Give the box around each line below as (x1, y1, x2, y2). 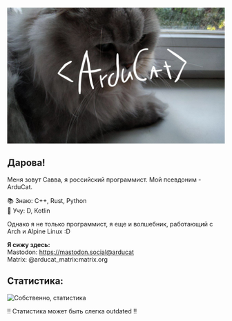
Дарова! (7, 157, 46, 169)
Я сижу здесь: (7, 240, 50, 249)
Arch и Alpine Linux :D (7, 227, 71, 235)
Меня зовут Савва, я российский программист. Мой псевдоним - (7, 175, 202, 184)
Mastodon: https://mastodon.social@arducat (7, 248, 135, 256)
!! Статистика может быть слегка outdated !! (7, 307, 137, 315)
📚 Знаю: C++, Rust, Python (7, 196, 87, 204)
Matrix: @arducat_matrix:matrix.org (7, 255, 108, 263)
